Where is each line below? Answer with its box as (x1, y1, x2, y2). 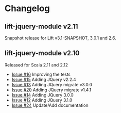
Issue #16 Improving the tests (11, 71, 71, 77)
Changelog (4, 3, 50, 14)
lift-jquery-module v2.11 (4, 22, 78, 31)
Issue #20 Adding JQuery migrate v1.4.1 (11, 87, 91, 93)
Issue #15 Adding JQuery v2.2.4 (11, 76, 76, 82)
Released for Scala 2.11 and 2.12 (4, 62, 69, 68)
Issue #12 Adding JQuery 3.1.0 (11, 97, 72, 103)
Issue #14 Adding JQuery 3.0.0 (11, 92, 74, 97)
